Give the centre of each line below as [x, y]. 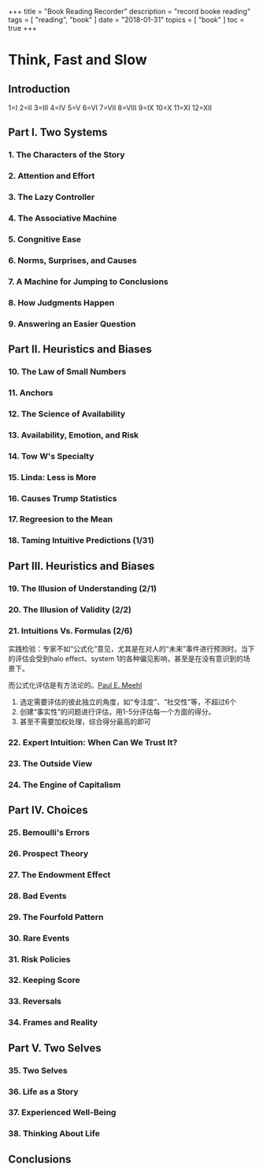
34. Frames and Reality [53, 1022]
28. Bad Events [37, 896]
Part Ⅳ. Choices [48, 810]
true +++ [23, 28]
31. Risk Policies [39, 959]
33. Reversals [35, 1001]
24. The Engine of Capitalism [65, 785]
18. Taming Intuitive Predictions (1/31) [81, 541]
